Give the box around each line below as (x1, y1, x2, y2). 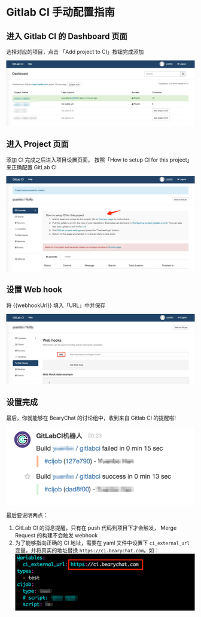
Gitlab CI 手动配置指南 (6, 5, 115, 19)
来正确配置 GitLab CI (6, 163, 57, 171)
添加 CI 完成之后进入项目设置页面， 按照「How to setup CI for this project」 (6, 156, 193, 163)
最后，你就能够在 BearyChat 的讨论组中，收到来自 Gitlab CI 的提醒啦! (6, 414, 176, 421)
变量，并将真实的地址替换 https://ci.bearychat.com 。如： (14, 546, 160, 554)
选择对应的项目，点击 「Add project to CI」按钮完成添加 (6, 48, 144, 55)
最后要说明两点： (6, 511, 48, 518)
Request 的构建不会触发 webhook (14, 531, 98, 539)
